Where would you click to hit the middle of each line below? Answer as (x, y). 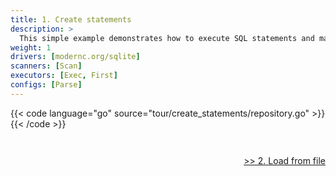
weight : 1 (31, 47)
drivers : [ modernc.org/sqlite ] (75, 57)
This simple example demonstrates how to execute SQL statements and (167, 38)
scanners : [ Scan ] (46, 66)
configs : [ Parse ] (46, 85)
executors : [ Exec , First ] (64, 76)
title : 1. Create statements (71, 19)
